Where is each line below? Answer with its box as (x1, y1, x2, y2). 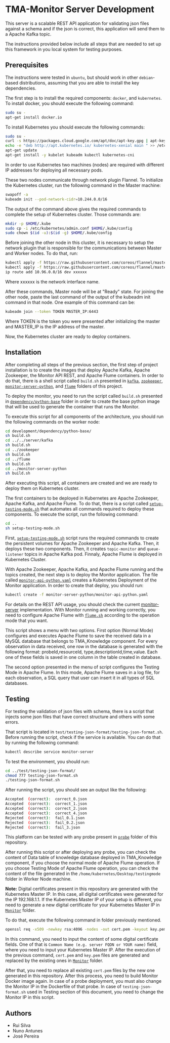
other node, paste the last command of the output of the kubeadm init (5, 294, 151, 300)
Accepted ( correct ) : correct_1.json (5, 801, 87, 807)
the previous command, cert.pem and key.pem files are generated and (5, 952, 150, 958)
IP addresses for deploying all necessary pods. (5, 167, 103, 173)
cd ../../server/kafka (5, 438, 53, 443)
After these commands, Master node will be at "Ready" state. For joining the (5, 288, 164, 295)
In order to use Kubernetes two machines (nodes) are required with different (5, 161, 164, 168)
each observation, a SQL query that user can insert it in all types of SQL (5, 675, 155, 681)
